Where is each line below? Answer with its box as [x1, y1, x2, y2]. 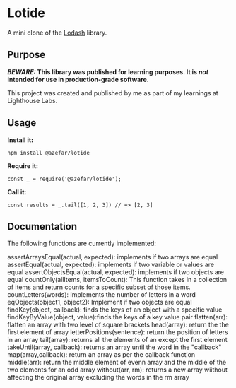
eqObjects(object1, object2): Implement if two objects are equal [7, 298, 192, 307]
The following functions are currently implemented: [7, 239, 157, 248]
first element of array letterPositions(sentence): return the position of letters [7, 328, 228, 336]
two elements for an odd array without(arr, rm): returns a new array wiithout [7, 365, 228, 374]
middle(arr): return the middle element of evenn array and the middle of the [7, 358, 227, 367]
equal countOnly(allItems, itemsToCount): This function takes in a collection [7, 276, 228, 284]
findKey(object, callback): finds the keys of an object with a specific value [7, 305, 223, 314]
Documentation [7, 221, 78, 233]
